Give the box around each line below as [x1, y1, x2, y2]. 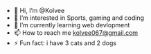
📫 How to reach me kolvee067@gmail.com [13, 29, 139, 37]
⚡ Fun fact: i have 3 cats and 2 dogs [13, 39, 116, 47]
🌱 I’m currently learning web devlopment [13, 21, 130, 29]
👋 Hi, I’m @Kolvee [13, 7, 65, 14]
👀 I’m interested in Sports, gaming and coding [13, 14, 144, 22]
